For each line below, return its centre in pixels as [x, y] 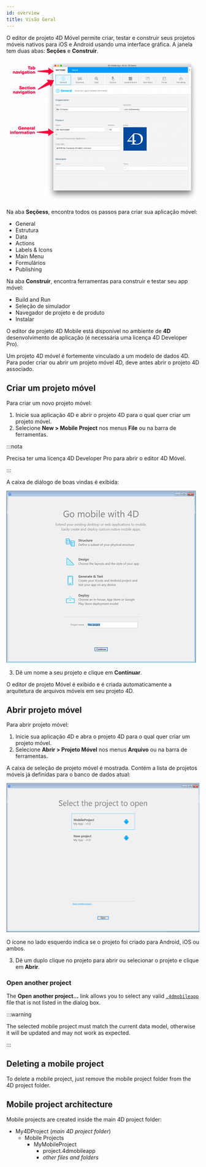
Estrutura [27, 230]
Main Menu [29, 256]
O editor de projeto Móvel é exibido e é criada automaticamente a [89, 684]
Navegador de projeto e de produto [60, 312]
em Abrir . [27, 966]
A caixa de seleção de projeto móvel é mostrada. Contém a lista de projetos [102, 768]
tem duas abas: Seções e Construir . [52, 51]
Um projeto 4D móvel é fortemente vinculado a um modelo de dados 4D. [98, 356]
